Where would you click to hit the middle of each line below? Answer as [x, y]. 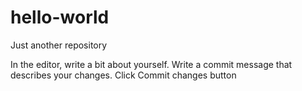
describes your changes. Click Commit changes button [123, 75]
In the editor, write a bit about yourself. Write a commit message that [151, 64]
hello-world [60, 17]
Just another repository [59, 45]
